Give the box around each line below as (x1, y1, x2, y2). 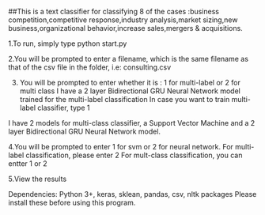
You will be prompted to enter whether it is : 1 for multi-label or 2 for (19, 78, 241, 87)
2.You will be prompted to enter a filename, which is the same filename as (8, 55, 249, 63)
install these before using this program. (8, 198, 136, 207)
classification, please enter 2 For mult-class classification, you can (25, 150, 243, 160)
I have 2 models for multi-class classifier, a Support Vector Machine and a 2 (8, 119, 256, 127)
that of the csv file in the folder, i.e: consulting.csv (8, 62, 172, 72)
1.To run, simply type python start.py (8, 39, 127, 48)
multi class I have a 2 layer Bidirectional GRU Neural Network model (19, 86, 241, 96)
